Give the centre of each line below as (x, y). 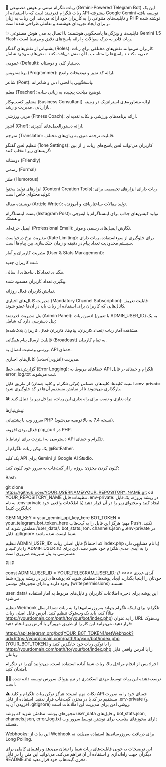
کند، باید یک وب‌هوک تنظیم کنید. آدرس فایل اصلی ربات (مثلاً (60, 613)
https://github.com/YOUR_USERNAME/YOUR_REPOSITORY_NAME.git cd (80, 492)
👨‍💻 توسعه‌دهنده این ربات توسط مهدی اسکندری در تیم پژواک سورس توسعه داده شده (83, 679)
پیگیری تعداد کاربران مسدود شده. (36, 281)
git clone (15, 487)
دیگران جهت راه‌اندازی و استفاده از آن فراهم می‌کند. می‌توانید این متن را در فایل (78, 754)
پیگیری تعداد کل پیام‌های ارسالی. (35, 272)
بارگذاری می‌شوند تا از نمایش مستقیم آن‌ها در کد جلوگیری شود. (63, 389)
